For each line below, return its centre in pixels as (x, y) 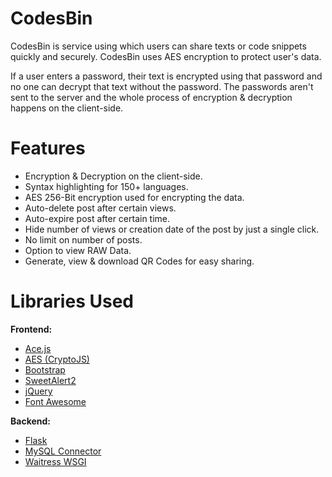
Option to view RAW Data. (78, 250)
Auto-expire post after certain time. (97, 218)
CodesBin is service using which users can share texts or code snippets (158, 46)
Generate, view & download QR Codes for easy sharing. (139, 261)
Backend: (30, 421)
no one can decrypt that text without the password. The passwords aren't (162, 86)
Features (48, 148)
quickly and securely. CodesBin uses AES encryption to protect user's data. (166, 56)
